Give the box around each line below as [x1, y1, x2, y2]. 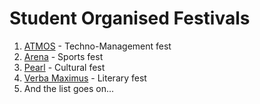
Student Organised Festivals [9, 7, 251, 30]
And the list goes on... [23, 82, 115, 94]
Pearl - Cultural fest [23, 61, 106, 73]
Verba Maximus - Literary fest [23, 72, 147, 84]
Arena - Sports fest [23, 50, 104, 62]
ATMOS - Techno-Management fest [23, 40, 172, 52]
